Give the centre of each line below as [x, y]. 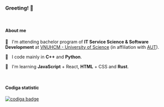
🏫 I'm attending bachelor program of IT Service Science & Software [77, 42]
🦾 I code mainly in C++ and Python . [44, 57]
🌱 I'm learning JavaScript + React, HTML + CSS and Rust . [67, 66]
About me [16, 30]
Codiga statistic [22, 88]
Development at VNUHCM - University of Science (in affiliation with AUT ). [82, 47]
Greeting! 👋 [19, 8]
